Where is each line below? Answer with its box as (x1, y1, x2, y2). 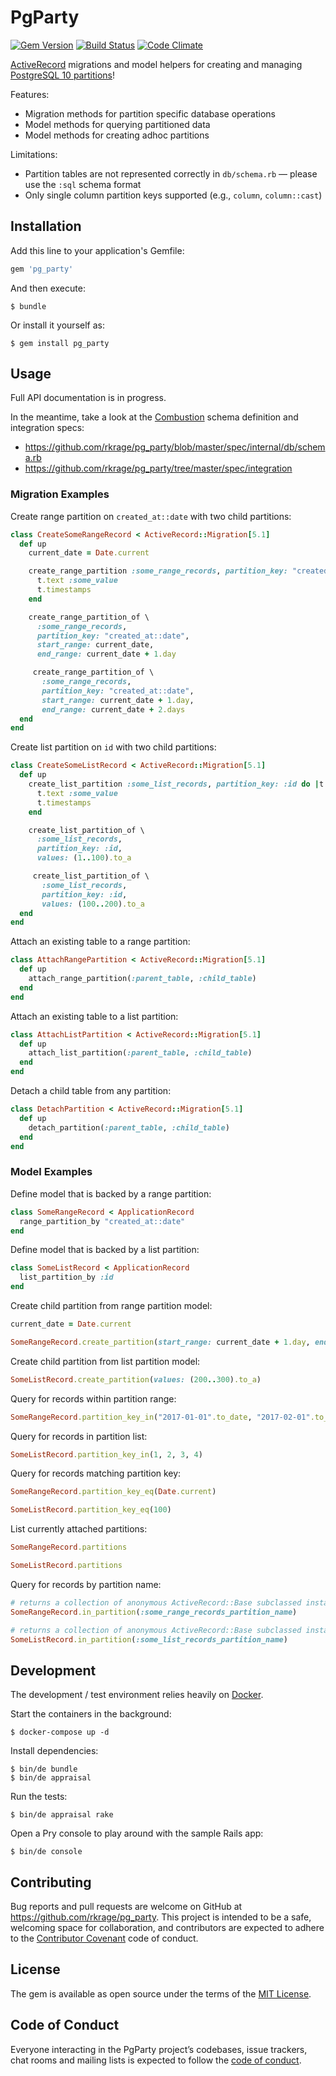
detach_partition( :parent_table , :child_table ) (28, 1122, 230, 1133)
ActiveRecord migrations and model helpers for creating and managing (10, 58, 303, 70)
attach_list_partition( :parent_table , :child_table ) (28, 1048, 253, 1058)
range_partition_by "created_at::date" (19, 1216, 186, 1226)
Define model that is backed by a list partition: (10, 1244, 200, 1256)
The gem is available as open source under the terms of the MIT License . (10, 1987, 312, 2000)
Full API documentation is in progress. (10, 392, 167, 404)
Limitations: (10, 148, 58, 160)
